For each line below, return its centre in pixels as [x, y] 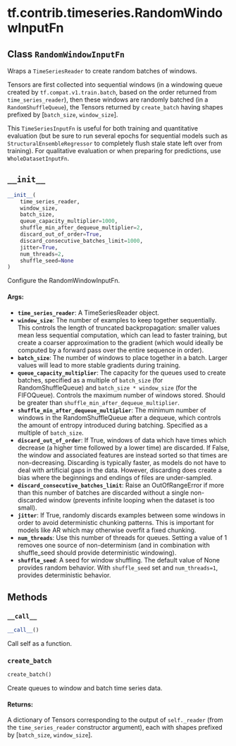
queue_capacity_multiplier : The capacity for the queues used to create [122, 373]
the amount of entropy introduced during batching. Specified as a [112, 425]
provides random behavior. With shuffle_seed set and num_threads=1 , [118, 567]
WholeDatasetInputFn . [38, 158]
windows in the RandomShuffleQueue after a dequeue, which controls [119, 417]
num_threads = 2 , [42, 254]
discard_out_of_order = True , [61, 234]
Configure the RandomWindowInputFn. [64, 281]
